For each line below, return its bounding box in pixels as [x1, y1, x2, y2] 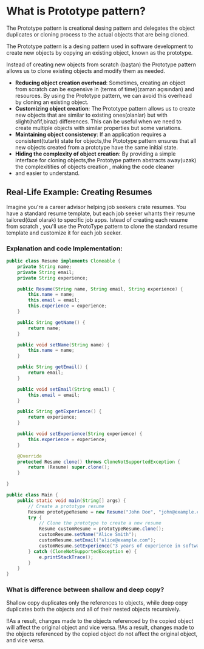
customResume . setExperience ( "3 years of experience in [38, 543, 181, 549]
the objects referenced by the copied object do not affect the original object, [6, 630, 198, 637]
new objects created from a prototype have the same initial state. [15, 143, 178, 151]
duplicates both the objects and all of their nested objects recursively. [6, 606, 181, 613]
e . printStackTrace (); [38, 554, 94, 560]
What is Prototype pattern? [6, 4, 146, 18]
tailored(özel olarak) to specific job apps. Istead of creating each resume [6, 216, 188, 223]
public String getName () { [17, 319, 86, 326]
